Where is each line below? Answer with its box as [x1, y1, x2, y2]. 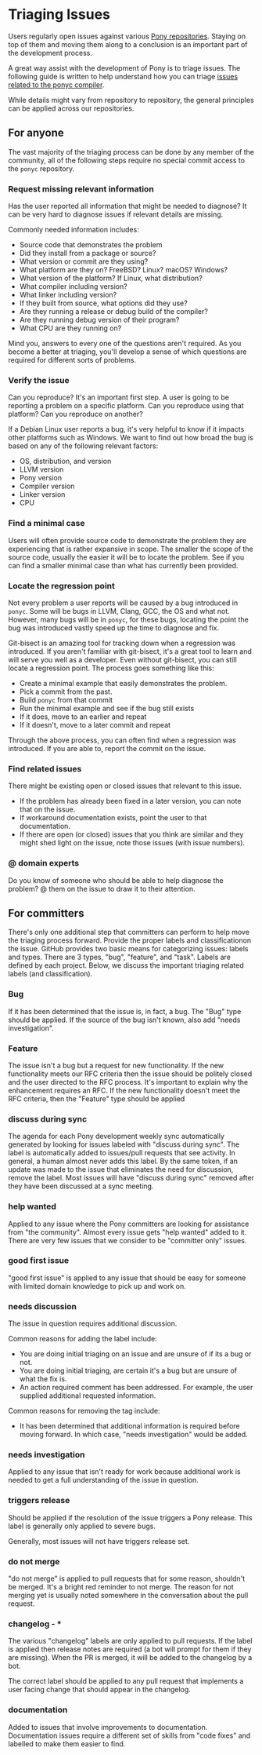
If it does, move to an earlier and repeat [19, 712, 147, 721]
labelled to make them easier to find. [8, 1739, 126, 1748]
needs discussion [8, 1301, 77, 1312]
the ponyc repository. [8, 163, 75, 173]
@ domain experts [8, 858, 80, 869]
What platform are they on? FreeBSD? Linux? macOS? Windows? [19, 265, 228, 275]
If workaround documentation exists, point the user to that [19, 813, 207, 823]
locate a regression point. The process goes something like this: [8, 663, 215, 673]
